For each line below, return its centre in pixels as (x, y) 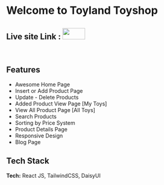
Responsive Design (39, 136)
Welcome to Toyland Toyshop (82, 11)
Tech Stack (28, 161)
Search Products (36, 116)
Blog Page (28, 142)
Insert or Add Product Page (49, 90)
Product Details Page (41, 129)
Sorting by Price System (45, 123)
